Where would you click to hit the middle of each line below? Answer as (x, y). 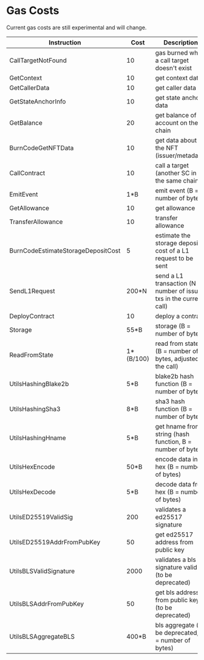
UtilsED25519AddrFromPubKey (55, 542)
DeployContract (32, 316)
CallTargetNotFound (38, 60)
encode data (173, 459)
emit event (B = (177, 191)
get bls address (177, 592)
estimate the (173, 235)
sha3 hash (170, 401)
